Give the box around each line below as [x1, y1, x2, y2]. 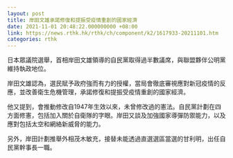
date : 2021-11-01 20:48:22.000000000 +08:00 [7, 23, 138, 30]
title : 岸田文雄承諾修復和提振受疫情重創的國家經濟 [7, 17, 137, 24]
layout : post [7, 10, 45, 17]
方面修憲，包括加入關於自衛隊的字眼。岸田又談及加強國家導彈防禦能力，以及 [7, 112, 226, 120]
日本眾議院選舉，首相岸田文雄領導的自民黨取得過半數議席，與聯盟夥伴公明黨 [7, 56, 226, 64]
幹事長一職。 [19, 143, 56, 152]
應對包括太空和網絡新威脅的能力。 [7, 120, 105, 128]
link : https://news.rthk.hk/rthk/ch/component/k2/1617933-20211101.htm [7, 29, 218, 37]
